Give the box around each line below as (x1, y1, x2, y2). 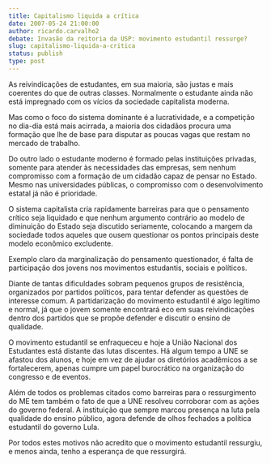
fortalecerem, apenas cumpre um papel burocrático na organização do (8, 363, 244, 373)
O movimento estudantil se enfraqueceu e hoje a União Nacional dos (8, 337, 238, 347)
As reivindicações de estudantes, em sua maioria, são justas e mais (8, 79, 234, 89)
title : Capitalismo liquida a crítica (8, 11, 139, 20)
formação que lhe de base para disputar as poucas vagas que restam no (8, 129, 251, 139)
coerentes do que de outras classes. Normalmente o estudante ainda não (8, 88, 253, 97)
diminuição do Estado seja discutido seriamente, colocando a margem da (8, 221, 253, 231)
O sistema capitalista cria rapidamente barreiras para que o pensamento (8, 204, 249, 213)
